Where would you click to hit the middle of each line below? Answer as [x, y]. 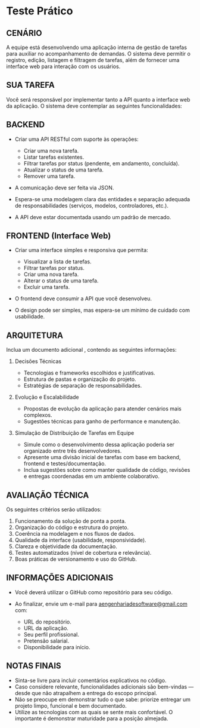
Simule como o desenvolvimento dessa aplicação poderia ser [99, 445]
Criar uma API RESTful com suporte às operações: [76, 139]
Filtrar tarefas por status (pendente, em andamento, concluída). [101, 163]
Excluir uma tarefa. [47, 287]
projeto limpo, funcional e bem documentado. [71, 705]
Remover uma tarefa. [49, 176]
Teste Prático [40, 11]
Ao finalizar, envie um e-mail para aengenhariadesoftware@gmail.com [101, 604]
